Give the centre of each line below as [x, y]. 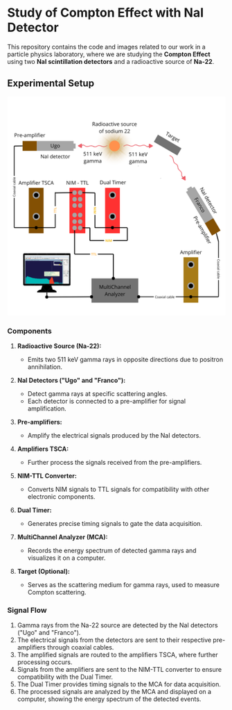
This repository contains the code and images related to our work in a [106, 47]
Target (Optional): [44, 572]
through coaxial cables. [81, 647]
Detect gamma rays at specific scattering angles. [98, 394]
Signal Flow [27, 610]
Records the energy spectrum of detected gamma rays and [112, 551]
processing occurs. [45, 662]
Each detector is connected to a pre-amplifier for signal [106, 402]
